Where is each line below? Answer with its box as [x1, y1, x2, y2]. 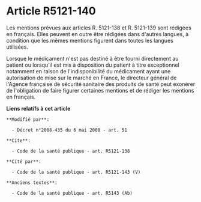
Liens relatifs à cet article [6, 105, 71, 112]
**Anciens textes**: [6, 179, 58, 186]
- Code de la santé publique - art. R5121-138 [11, 148, 130, 154]
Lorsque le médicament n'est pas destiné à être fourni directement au [6, 55, 179, 62]
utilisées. [6, 43, 29, 50]
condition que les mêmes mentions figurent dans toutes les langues [6, 37, 174, 44]
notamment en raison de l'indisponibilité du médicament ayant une [6, 67, 171, 75]
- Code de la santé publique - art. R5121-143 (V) [11, 169, 141, 175]
